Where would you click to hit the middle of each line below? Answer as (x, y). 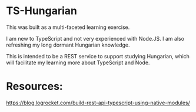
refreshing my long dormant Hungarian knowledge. (68, 45)
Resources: (34, 86)
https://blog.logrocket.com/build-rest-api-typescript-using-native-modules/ (98, 103)
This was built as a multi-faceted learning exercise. (68, 27)
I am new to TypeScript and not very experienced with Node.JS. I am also (95, 38)
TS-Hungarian (42, 11)
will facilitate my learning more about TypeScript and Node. (78, 62)
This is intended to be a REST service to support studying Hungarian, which (98, 56)
